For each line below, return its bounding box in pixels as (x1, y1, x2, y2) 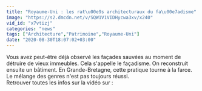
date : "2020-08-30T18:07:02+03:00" (6, 37, 96, 43)
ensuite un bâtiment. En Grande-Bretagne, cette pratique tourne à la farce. (6, 66, 192, 73)
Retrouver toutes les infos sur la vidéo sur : (6, 79, 113, 86)
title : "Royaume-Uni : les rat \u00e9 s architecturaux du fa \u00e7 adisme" (6, 8, 197, 15)
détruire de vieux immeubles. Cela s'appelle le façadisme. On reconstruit (6, 60, 188, 67)
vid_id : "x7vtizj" (6, 20, 53, 26)
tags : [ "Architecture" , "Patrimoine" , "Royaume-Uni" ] (6, 31, 140, 37)
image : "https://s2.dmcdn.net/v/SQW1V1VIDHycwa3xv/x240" (6, 14, 153, 20)
